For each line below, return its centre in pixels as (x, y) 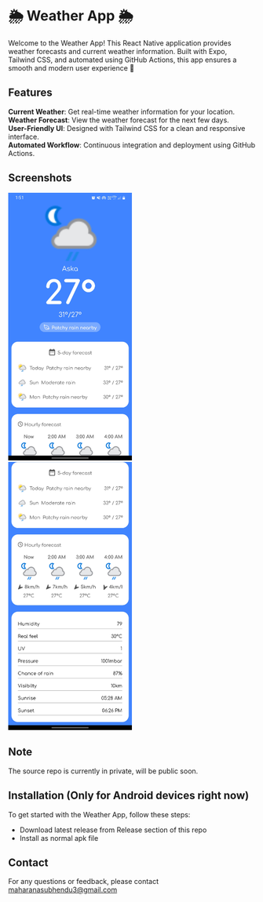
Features (30, 93)
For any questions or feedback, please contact (84, 882)
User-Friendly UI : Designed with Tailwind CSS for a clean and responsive (127, 128)
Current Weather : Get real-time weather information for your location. (122, 111)
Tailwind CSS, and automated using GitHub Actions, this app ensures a (122, 60)
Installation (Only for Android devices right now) (129, 796)
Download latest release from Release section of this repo (113, 830)
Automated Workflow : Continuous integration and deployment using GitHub (132, 145)
